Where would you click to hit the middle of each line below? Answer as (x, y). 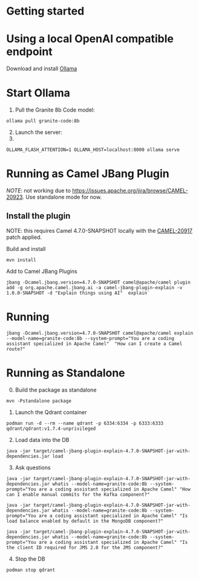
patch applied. (24, 237)
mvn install (21, 260)
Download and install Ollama (42, 69)
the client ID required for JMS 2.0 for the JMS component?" (85, 547)
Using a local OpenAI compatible (90, 39)
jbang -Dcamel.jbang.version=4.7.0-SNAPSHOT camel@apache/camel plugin (98, 282)
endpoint (29, 52)
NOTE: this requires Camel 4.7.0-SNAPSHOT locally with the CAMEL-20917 (99, 230)
